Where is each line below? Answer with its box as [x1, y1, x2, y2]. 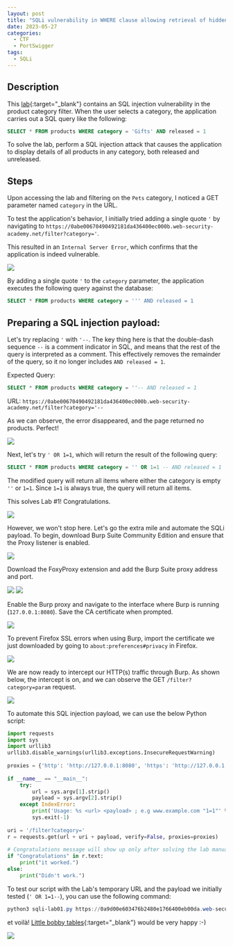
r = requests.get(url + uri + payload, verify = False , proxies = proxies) [7, 833, 218, 840]
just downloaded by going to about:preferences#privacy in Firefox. [7, 641, 198, 650]
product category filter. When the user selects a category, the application [7, 107, 217, 115]
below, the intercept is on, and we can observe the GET [7, 675, 166, 683]
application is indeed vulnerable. [7, 250, 101, 259]
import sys [7, 736, 39, 744]
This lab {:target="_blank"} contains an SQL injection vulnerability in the [7, 99, 211, 108]
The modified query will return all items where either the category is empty [7, 476, 221, 484]
